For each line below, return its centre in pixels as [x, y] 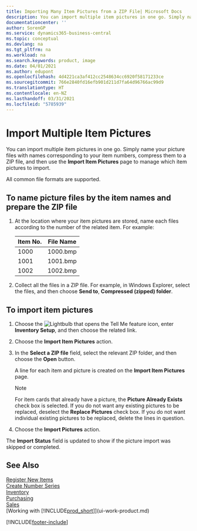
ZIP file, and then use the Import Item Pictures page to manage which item [97, 162]
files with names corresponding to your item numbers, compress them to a [96, 155]
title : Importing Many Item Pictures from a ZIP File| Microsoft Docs [94, 11]
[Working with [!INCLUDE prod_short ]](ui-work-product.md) [78, 510]
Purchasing [20, 498]
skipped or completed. [33, 447]
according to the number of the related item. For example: [84, 227]
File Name [62, 242]
